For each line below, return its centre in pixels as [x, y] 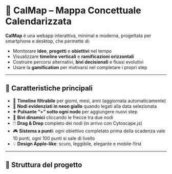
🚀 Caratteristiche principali [49, 89]
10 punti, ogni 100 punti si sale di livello [54, 138]
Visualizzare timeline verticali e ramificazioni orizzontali [73, 56]
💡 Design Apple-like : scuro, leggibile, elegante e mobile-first [77, 144]
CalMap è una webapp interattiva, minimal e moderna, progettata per [78, 35]
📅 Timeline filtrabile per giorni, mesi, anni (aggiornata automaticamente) [89, 101]
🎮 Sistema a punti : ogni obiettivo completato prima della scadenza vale [89, 131]
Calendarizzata [38, 21]
